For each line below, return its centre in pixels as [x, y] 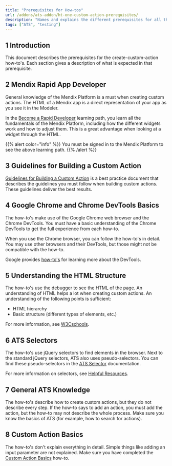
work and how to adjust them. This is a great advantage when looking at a [83, 128]
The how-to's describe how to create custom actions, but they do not [79, 402]
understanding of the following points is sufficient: [58, 299]
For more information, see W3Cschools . [47, 324]
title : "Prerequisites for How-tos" [44, 10]
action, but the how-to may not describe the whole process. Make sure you [84, 413]
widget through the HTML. [33, 134]
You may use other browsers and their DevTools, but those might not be [81, 244]
